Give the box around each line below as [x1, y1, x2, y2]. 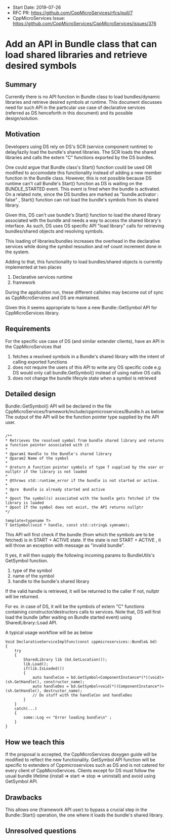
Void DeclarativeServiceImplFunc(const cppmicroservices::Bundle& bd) [5, 640, 157, 645]
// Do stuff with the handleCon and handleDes [32, 693, 133, 698]
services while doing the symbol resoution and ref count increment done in [5, 243, 162, 249]
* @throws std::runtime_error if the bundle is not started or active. [5, 478, 159, 483]
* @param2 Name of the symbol [5, 456, 69, 461]
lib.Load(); [23, 661, 49, 667]
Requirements [5, 325, 51, 333]
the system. [5, 249, 30, 255]
